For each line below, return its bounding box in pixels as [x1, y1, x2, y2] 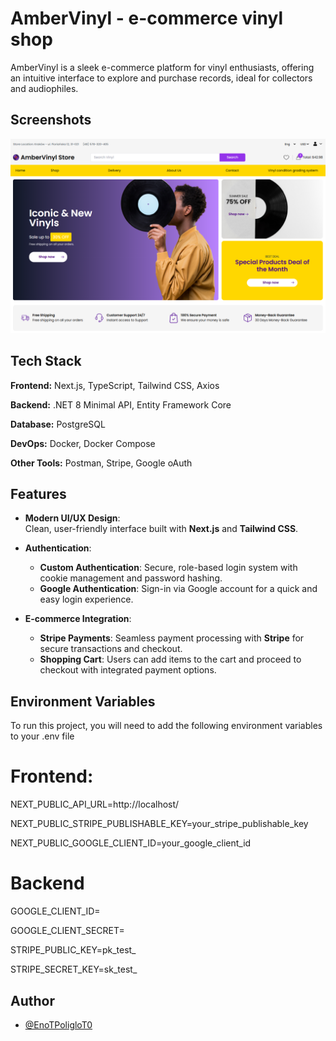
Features [10, 486, 67, 503]
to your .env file [10, 730, 75, 742]
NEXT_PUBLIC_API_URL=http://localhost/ [10, 798, 180, 811]
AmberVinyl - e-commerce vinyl [10, 7, 284, 30]
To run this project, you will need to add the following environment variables [10, 720, 323, 732]
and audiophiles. [10, 82, 79, 94]
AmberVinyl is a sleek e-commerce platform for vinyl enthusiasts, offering [10, 61, 315, 73]
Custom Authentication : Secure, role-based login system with [39, 562, 298, 574]
